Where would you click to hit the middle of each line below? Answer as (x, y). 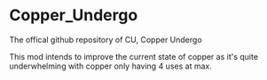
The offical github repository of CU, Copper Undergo (106, 40)
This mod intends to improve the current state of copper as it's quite (134, 56)
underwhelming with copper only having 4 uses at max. (111, 66)
